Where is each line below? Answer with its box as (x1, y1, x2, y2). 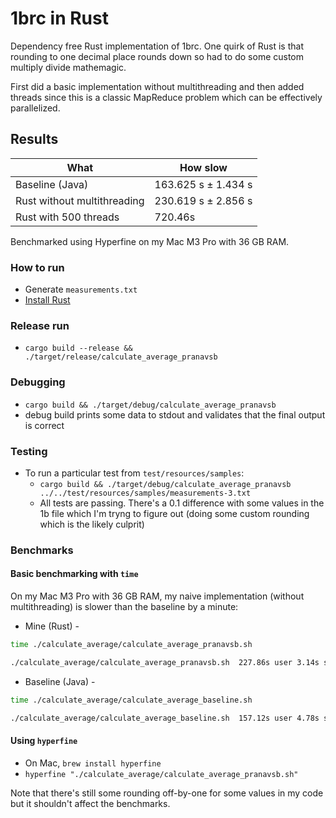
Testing (10, 444, 48, 458)
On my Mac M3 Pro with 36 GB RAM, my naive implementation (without (10, 590, 305, 602)
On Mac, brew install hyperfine (24, 757, 162, 769)
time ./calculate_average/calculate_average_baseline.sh (10, 695, 253, 705)
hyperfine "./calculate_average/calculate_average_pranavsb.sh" (24, 769, 299, 779)
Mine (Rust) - (24, 620, 80, 632)
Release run (10, 318, 70, 332)
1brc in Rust (10, 7, 109, 30)
